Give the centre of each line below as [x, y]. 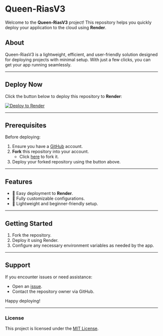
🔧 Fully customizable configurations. [48, 199]
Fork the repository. [32, 235]
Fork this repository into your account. [50, 152]
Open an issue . [27, 286]
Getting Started [29, 223]
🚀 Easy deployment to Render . [43, 193]
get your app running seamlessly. [38, 64]
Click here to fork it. [39, 157]
